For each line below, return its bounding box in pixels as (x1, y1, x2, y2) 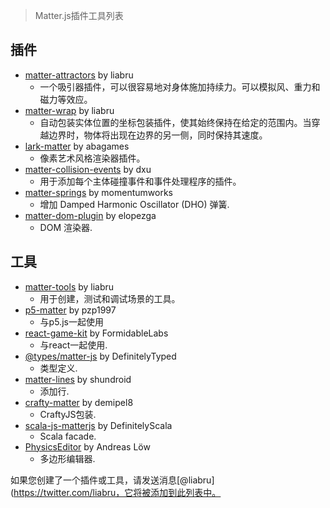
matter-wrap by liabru (24, 104, 115, 116)
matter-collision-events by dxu (24, 163, 152, 175)
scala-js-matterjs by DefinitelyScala (24, 419, 173, 431)
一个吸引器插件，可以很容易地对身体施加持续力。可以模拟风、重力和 (39, 80, 321, 93)
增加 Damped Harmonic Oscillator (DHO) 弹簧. (39, 198, 230, 210)
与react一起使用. (39, 339, 108, 351)
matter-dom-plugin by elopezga (24, 209, 157, 221)
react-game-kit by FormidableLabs (24, 327, 169, 339)
